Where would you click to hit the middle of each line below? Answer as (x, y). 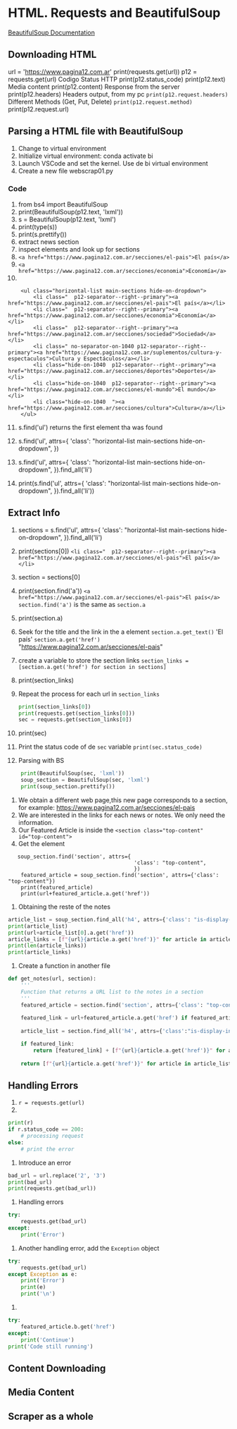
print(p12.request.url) (39, 109)
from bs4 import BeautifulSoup (63, 204)
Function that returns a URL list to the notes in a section (112, 992)
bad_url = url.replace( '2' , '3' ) (57, 1175)
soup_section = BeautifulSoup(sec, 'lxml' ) (85, 780)
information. (36, 822)
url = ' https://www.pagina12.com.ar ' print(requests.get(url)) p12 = (103, 71)
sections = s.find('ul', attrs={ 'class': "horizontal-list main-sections (114, 529)
